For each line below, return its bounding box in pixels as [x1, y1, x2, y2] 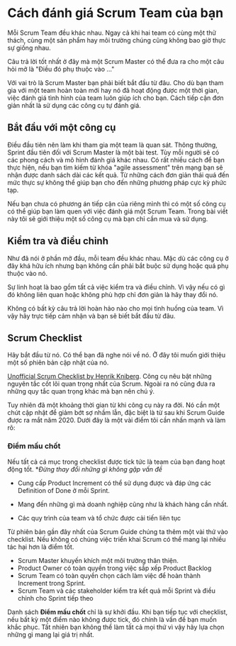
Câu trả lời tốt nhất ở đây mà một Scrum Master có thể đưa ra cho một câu [7, 57, 225, 65]
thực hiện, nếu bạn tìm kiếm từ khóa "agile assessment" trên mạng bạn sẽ [7, 163, 223, 172]
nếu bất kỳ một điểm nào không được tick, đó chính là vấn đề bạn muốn [7, 615, 218, 623]
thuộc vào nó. [7, 269, 48, 277]
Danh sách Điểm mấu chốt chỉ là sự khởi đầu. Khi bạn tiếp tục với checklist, [7, 608, 228, 616]
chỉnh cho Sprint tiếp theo [17, 594, 94, 602]
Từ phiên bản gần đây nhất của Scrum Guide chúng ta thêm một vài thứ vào [7, 527, 228, 536]
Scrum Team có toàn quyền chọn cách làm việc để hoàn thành [17, 571, 201, 579]
